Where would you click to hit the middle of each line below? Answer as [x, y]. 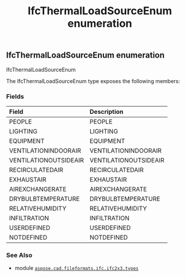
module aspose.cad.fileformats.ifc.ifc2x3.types [76, 268]
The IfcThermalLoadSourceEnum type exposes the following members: [93, 81]
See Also [19, 255]
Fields [15, 96]
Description [106, 112]
